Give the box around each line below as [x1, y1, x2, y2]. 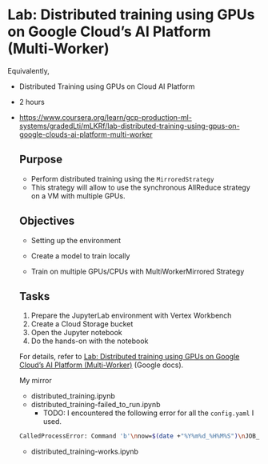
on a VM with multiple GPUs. [30, 190, 126, 201]
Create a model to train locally [30, 250, 130, 261]
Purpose [18, 153, 63, 166]
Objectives [18, 214, 75, 228]
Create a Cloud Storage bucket [30, 319, 134, 329]
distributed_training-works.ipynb [30, 446, 139, 457]
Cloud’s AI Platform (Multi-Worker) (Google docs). [18, 360, 184, 370]
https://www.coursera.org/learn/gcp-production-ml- [18, 112, 193, 122]
